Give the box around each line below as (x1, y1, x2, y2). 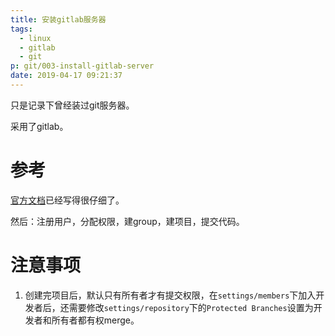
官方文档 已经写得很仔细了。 (10, 194, 125, 206)
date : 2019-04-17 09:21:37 (10, 71, 123, 81)
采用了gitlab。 (10, 120, 69, 132)
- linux (19, 33, 52, 43)
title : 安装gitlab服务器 (10, 14, 107, 25)
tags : (10, 24, 33, 34)
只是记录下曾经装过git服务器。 (10, 99, 135, 111)
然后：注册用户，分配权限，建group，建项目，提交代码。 (10, 215, 245, 227)
